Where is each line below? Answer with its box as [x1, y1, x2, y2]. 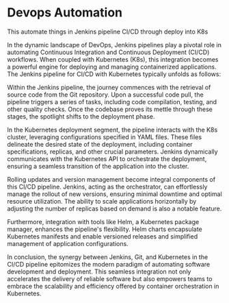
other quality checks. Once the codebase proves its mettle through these [7, 105, 213, 113]
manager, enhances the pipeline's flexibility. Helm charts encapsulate [7, 225, 203, 233]
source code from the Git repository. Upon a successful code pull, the [7, 90, 204, 99]
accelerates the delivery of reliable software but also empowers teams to [7, 274, 213, 282]
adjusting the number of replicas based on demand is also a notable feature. [7, 204, 222, 213]
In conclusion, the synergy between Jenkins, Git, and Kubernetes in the [7, 252, 208, 261]
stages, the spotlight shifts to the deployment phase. [7, 112, 155, 121]
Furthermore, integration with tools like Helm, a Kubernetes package [7, 217, 200, 226]
